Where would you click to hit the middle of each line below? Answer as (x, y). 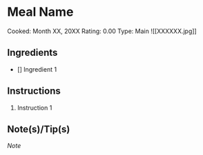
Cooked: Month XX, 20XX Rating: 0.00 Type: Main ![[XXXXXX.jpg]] (102, 31)
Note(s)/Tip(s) (39, 129)
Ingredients (32, 53)
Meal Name (40, 12)
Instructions (34, 91)
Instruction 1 (35, 107)
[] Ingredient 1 (37, 69)
